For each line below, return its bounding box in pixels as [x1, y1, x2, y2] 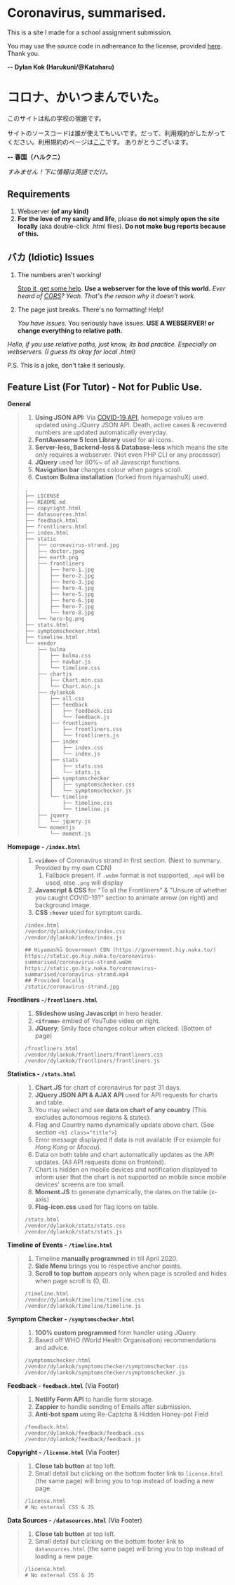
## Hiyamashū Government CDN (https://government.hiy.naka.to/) [24, 947, 217, 954]
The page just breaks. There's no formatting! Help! [17, 305, 164, 314]
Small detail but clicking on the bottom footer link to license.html [34, 1469, 224, 1478]
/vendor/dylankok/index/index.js [24, 935, 123, 942]
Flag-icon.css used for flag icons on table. [34, 1203, 159, 1211]
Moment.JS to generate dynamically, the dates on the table [34, 1188, 208, 1196]
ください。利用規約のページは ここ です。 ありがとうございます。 [7, 138, 192, 146]
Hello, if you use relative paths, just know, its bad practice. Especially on [7, 340, 217, 348]
